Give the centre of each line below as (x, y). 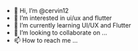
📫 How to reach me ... (46, 40)
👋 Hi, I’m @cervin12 (41, 11)
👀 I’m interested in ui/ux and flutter (63, 18)
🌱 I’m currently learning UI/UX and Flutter (72, 25)
